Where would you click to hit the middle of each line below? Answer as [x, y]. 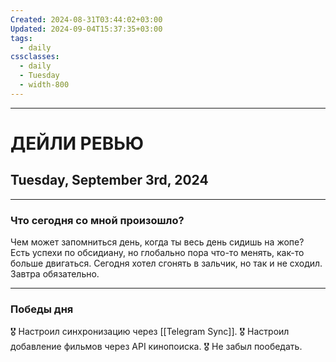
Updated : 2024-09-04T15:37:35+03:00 [86, 29]
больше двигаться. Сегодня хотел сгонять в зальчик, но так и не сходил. [166, 263]
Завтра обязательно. [55, 274]
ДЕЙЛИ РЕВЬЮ [77, 143]
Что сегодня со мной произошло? [97, 220]
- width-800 [44, 85]
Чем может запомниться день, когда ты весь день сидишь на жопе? [157, 242]
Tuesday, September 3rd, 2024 [109, 180]
